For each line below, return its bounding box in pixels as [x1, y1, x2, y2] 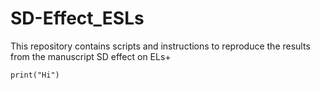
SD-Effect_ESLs [10, 7, 145, 30]
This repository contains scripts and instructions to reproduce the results [10, 40, 311, 52]
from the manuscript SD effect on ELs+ [10, 50, 172, 62]
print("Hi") [10, 70, 60, 80]
